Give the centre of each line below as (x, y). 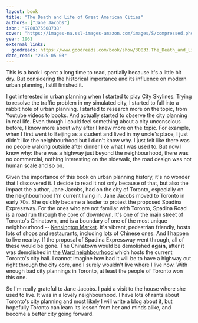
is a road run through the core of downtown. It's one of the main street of (95, 214)
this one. (17, 277)
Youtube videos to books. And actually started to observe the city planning (97, 115)
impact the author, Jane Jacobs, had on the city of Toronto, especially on (95, 189)
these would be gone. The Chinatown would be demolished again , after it (95, 246)
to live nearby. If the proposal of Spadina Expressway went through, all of (95, 239)
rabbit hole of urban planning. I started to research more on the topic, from (97, 109)
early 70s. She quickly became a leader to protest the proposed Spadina (94, 202)
